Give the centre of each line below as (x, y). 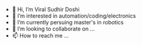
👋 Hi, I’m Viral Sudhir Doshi (46, 9)
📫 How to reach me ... (40, 36)
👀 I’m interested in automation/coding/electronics (74, 16)
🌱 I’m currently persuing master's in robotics (68, 22)
